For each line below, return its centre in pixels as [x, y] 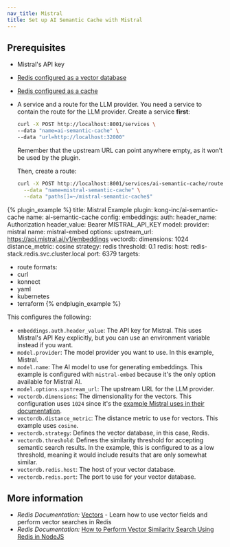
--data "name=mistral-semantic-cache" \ [82, 190]
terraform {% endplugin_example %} [69, 303]
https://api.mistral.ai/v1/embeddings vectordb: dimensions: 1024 [98, 239]
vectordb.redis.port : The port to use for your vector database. [106, 477]
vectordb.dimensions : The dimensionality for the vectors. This [104, 396]
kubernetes [33, 296]
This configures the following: [49, 317]
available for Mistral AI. [49, 381]
